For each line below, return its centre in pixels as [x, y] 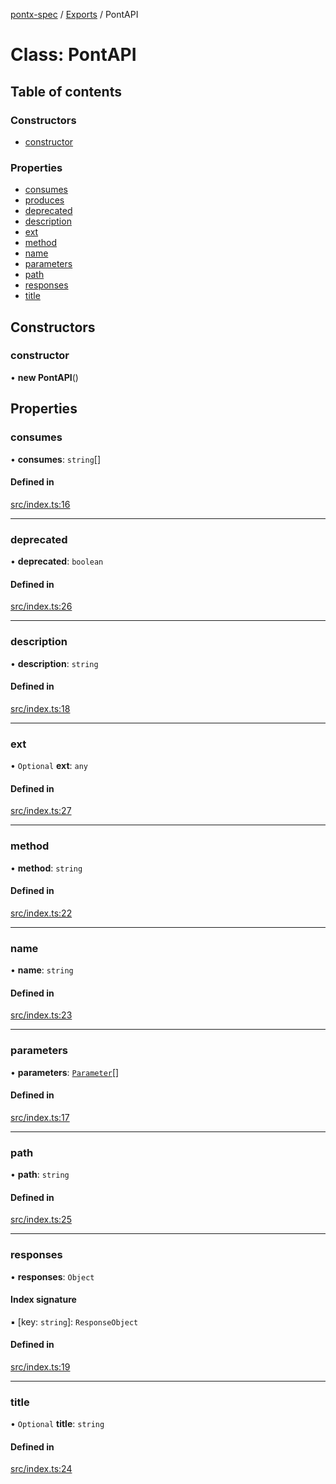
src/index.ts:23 [41, 1015]
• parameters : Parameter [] [65, 1072]
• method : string [46, 868]
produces [44, 200]
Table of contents [66, 91]
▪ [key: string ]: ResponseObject [74, 1321]
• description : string [54, 663]
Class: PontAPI [73, 55]
